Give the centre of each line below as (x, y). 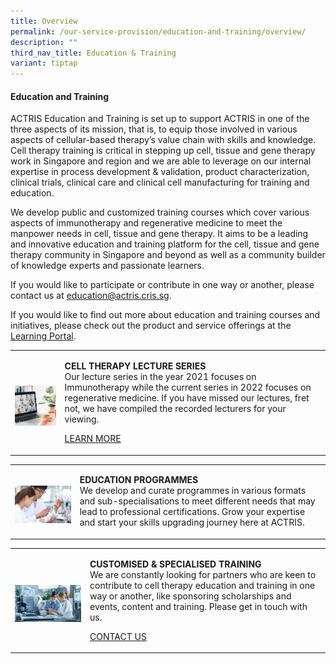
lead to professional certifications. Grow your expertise (192, 512)
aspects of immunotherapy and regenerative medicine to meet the (146, 223)
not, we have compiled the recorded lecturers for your (175, 409)
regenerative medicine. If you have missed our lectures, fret (187, 398)
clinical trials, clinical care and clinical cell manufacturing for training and (160, 182)
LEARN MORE (93, 439)
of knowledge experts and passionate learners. (107, 266)
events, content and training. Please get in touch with (198, 606)
